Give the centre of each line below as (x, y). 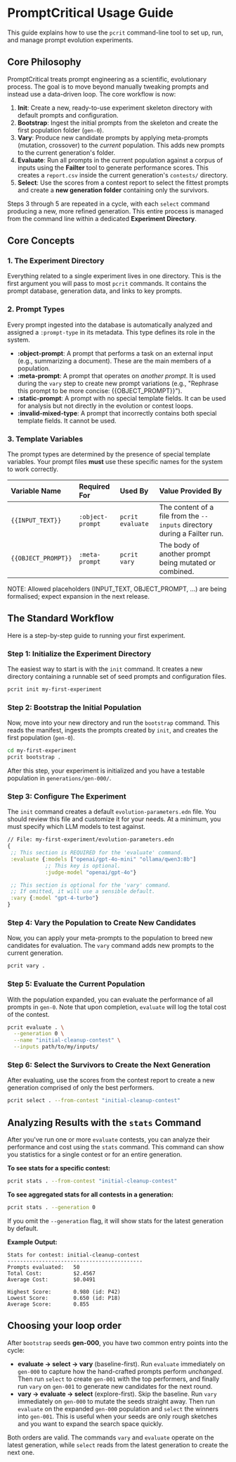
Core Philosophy (45, 62)
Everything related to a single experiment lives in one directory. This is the (114, 276)
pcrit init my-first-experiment (54, 689)
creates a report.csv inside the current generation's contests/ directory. (123, 175)
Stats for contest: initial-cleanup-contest (73, 1255)
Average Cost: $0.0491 (52, 1280)
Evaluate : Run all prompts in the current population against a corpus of (120, 160)
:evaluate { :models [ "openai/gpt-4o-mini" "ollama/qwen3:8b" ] (103, 859)
